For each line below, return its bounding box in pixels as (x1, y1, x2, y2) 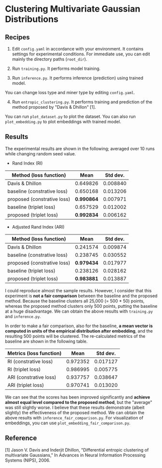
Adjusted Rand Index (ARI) (12, 224, 65, 230)
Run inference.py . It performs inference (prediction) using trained (12, 75, 144, 81)
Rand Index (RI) (12, 160, 43, 166)
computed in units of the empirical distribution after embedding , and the (5, 328, 153, 334)
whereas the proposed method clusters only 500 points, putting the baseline (5, 303, 158, 309)
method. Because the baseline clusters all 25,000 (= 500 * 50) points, (5, 298, 145, 304)
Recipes (5, 33, 30, 41)
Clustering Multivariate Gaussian (5, 3, 141, 15)
